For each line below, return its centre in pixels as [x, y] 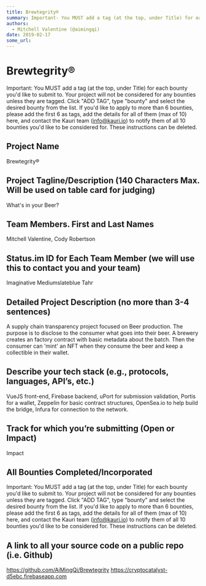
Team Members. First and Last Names [80, 224]
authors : [17, 23]
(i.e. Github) [30, 555]
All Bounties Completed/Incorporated [79, 473]
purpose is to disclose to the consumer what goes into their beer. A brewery [102, 333]
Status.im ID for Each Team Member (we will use [101, 258]
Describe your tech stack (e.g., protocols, [87, 372]
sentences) [29, 312]
